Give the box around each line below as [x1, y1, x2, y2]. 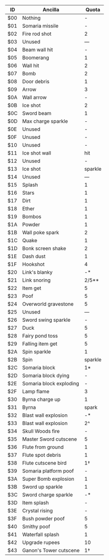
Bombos [22, 213, 42, 220]
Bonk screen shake [22, 245, 66, 251]
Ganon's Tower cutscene [22, 547, 80, 554]
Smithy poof [22, 523, 50, 530]
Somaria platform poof [22, 468, 74, 474]
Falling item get [22, 340, 58, 347]
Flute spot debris [22, 452, 61, 458]
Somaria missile [22, 22, 59, 29]
